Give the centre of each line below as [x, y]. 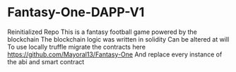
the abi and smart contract [46, 61]
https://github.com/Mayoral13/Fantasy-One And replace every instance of [115, 54]
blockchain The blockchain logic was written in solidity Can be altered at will [118, 39]
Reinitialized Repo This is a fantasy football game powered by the [102, 32]
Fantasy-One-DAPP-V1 [76, 12]
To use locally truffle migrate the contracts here [77, 47]
